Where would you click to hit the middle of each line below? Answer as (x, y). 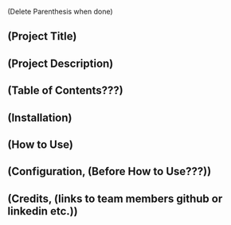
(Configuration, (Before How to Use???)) (110, 171)
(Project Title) (42, 36)
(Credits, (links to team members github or (115, 198)
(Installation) (40, 117)
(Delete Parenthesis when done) (60, 12)
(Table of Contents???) (66, 91)
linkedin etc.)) (43, 211)
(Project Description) (61, 63)
